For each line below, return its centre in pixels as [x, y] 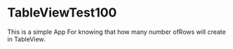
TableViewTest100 [62, 13]
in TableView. [26, 39]
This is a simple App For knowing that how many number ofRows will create [116, 32]
